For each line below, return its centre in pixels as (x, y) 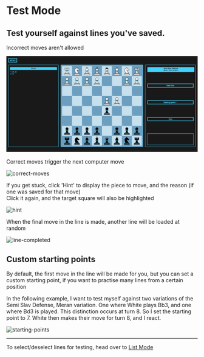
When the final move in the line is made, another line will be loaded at (93, 222)
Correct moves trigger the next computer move (65, 162)
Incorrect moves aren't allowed (45, 47)
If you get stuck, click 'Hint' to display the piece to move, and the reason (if (100, 185)
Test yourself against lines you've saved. (86, 33)
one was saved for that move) (43, 192)
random (16, 228)
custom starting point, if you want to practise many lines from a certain (95, 280)
